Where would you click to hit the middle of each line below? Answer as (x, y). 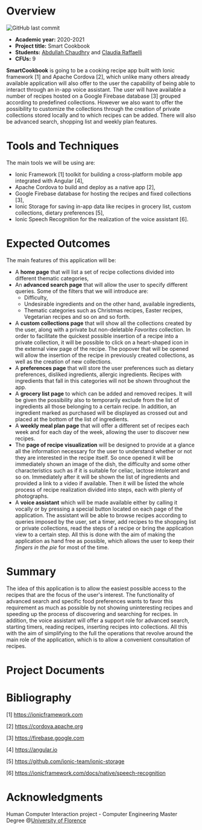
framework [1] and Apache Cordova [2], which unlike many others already (98, 77)
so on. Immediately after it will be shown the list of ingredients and (97, 477)
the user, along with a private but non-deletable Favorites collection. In (103, 329)
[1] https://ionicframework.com (45, 714)
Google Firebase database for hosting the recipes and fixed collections (103, 193)
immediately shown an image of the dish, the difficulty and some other (103, 464)
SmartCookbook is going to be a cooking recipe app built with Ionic (90, 70)
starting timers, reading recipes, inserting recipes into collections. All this (97, 627)
